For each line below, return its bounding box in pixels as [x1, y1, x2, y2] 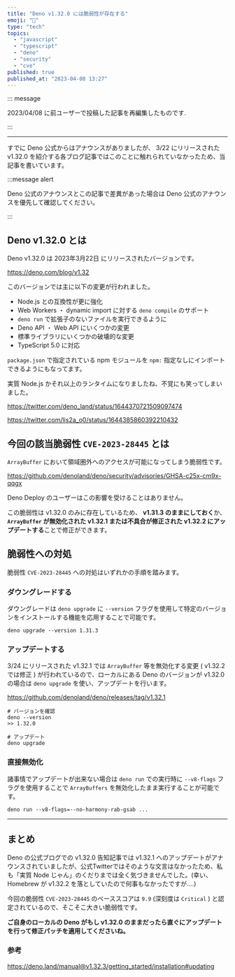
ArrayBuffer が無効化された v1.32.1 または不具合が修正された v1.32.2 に [7, 517, 214, 525]
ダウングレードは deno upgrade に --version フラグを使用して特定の [7, 605, 203, 613]
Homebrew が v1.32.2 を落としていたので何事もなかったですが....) [7, 879, 197, 888]
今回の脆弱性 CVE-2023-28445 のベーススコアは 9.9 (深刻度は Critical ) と [7, 894, 219, 902]
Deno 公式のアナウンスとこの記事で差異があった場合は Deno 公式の [7, 189, 203, 198]
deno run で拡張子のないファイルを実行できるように [17, 315, 167, 324]
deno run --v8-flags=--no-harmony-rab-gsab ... [7, 806, 149, 813]
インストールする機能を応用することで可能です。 [19, 613, 159, 622]
